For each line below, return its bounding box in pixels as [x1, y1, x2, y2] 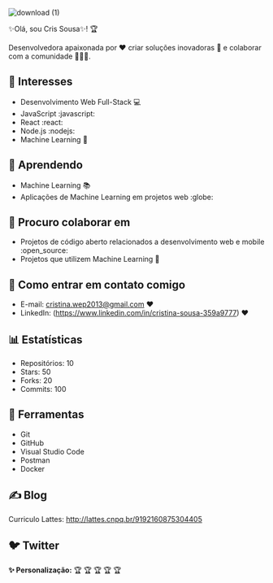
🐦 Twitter [8, 539, 59, 553]
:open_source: [19, 246, 68, 255]
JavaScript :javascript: [19, 108, 96, 118]
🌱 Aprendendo [8, 159, 84, 172]
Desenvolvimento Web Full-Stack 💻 [19, 97, 141, 107]
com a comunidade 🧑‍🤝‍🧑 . [8, 51, 91, 61]
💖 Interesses [8, 75, 73, 89]
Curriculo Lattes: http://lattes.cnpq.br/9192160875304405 [8, 514, 203, 524]
